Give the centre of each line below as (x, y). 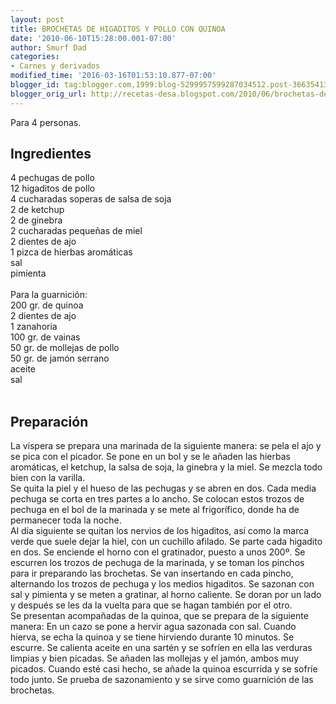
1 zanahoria (34, 327)
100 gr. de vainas (45, 337)
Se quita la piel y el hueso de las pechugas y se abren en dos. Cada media (163, 488)
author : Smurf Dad (48, 47)
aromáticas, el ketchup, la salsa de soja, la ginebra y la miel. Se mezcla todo (166, 467)
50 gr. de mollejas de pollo (65, 348)
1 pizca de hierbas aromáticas (71, 252)
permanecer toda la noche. (66, 520)
